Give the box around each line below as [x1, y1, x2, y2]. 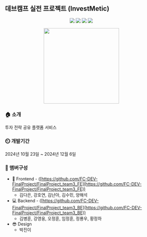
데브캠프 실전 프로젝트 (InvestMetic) [5, 4, 110, 13]
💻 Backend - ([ [12, 198, 43, 204]
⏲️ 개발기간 [5, 138, 30, 144]
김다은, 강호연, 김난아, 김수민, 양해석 [19, 192, 88, 198]
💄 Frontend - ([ [12, 176, 42, 182]
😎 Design [12, 221, 32, 227]
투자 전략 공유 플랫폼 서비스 [5, 125, 57, 130]
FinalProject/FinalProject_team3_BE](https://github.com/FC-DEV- [12, 205, 142, 210]
